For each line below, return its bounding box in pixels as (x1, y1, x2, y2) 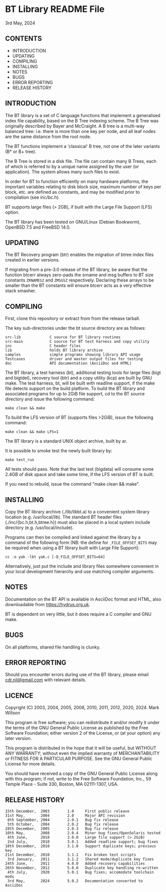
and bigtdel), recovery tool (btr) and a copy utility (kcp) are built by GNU (5, 375, 152, 381)
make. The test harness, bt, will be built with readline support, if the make (5, 380, 155, 386)
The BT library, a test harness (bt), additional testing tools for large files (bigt (5, 370, 161, 376)
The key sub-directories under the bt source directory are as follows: (5, 325, 146, 331)
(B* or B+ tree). (5, 148, 37, 154)
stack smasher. (5, 288, 36, 294)
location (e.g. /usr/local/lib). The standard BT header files (5, 514, 122, 520)
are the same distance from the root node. (5, 133, 92, 139)
